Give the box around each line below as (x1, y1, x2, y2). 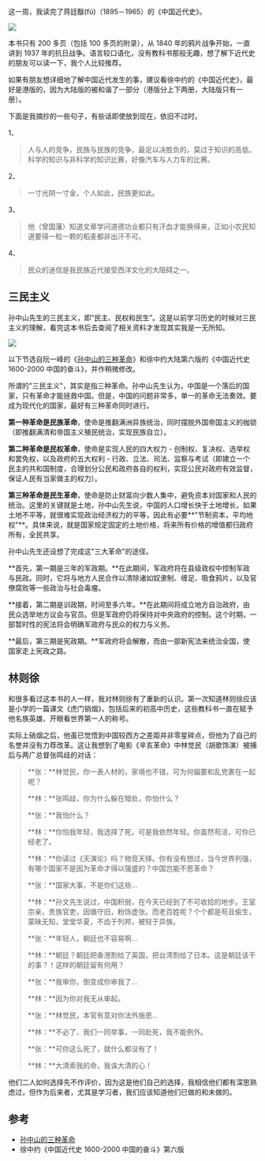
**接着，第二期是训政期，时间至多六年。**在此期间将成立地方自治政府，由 (8, 599, 251, 609)
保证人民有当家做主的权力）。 (8, 473, 102, 483)
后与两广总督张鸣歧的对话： (8, 750, 99, 760)
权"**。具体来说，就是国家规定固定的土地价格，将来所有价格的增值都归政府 (8, 520, 254, 529)
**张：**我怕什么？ (27, 810, 91, 819)
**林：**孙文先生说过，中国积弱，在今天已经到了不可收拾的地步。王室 (27, 897, 256, 906)
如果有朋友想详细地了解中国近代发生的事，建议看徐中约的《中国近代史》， (8, 75, 247, 84)
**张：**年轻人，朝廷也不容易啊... (27, 933, 138, 943)
